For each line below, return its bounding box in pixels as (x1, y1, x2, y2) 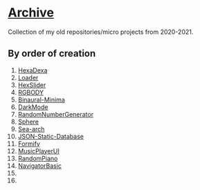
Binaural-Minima (17, 95, 65, 104)
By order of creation (8, 48, 96, 59)
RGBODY (17, 88, 44, 96)
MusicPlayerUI (17, 146, 60, 155)
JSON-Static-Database (17, 132, 84, 140)
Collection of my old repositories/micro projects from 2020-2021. (8, 28, 194, 36)
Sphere (17, 117, 39, 126)
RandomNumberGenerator (17, 110, 94, 118)
